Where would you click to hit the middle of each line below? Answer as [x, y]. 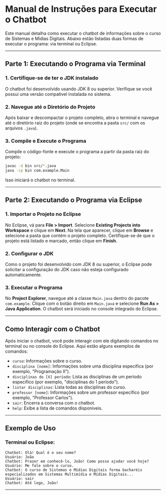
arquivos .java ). [21, 128]
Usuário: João [20, 457]
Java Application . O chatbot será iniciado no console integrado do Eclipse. [82, 309]
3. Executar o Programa [34, 288]
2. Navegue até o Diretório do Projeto [50, 107]
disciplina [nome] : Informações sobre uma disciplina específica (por [83, 366]
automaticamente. [23, 275]
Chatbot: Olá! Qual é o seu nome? [41, 453]
